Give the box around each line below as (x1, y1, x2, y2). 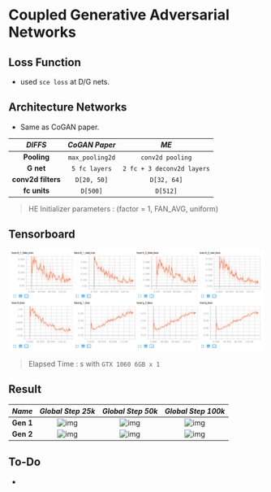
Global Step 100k (165, 406, 226, 416)
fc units (23, 185, 50, 196)
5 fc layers (71, 164, 112, 172)
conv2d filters (11, 175, 61, 185)
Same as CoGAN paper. (19, 122, 100, 132)
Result (8, 382, 42, 396)
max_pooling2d (67, 153, 116, 162)
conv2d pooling (140, 153, 192, 162)
